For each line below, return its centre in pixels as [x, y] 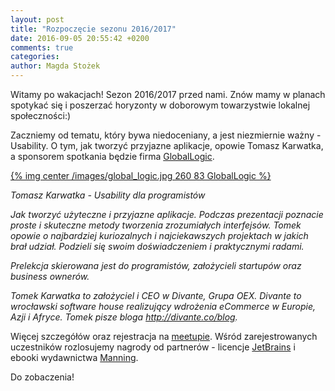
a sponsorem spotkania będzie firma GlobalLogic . [112, 156]
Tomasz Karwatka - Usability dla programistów [108, 195]
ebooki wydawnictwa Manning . [74, 357]
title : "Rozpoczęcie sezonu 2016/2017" [93, 29]
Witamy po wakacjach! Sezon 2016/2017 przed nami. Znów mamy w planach [168, 94]
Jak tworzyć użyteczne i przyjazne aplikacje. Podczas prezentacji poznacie [167, 214]
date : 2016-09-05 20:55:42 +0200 [80, 38]
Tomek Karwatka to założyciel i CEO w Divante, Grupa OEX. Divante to [156, 295]
